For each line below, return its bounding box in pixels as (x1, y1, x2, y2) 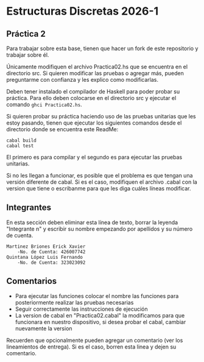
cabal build (6, 137, 37, 143)
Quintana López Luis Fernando (6, 254, 83, 260)
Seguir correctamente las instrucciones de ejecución (15, 305, 148, 313)
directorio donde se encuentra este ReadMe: (6, 126, 119, 132)
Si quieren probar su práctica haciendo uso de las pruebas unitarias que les (6, 113, 196, 120)
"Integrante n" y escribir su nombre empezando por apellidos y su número (6, 225, 193, 233)
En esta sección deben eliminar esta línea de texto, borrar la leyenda (6, 219, 178, 226)
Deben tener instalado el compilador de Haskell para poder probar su (6, 88, 180, 95)
